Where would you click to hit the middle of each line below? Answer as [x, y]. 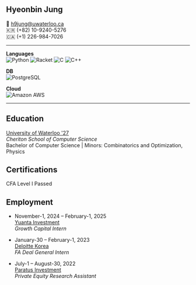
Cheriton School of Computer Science [52, 139]
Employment [30, 202]
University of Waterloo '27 [37, 133]
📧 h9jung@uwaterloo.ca [35, 23]
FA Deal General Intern [42, 252]
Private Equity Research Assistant [55, 276]
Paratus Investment [38, 270]
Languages [20, 53]
